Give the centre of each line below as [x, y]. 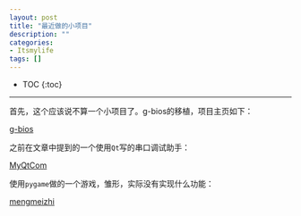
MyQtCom [28, 165]
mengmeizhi [32, 201]
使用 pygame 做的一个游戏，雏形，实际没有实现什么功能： [112, 183]
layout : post [34, 17]
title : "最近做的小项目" [51, 26]
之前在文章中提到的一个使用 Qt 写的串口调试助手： [100, 147]
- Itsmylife [31, 51]
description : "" [39, 34]
